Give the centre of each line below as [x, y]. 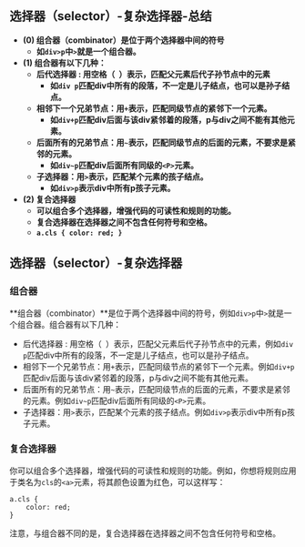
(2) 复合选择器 [49, 199]
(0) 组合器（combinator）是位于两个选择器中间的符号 [123, 40]
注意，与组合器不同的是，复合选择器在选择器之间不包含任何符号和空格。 [145, 533]
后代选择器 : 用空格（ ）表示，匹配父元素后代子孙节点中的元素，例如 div [158, 343]
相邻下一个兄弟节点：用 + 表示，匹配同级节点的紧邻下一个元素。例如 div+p [158, 366]
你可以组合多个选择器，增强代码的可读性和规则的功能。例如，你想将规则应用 [153, 471]
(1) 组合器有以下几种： [64, 63]
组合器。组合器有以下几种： [69, 324]
